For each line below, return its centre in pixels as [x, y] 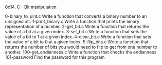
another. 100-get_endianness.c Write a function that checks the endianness [81, 52]
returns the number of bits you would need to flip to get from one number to [81, 47]
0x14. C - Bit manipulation [31, 7]
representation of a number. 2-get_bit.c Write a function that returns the [77, 26]
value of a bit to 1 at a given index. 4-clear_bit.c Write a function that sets [78, 37]
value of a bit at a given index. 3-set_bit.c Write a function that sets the [76, 32]
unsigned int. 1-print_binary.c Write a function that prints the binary [72, 21]
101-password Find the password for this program [55, 57]
